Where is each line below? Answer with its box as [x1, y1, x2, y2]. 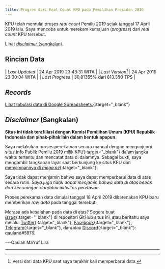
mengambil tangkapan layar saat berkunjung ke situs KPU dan [5, 159, 131, 165]
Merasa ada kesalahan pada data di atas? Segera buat [5, 209, 115, 215]
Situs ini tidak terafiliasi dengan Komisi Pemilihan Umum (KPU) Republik [5, 129, 155, 134]
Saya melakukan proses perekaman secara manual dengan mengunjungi [5, 143, 152, 149]
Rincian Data [5, 55, 45, 64]
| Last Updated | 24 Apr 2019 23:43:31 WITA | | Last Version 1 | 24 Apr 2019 [5, 68, 157, 75]
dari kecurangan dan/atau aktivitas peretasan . [5, 184, 100, 190]
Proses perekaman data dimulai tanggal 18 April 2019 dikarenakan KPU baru [5, 194, 159, 200]
